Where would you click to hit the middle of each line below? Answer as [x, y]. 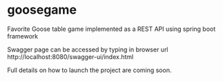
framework [23, 36]
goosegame [42, 10]
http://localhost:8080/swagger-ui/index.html [70, 56]
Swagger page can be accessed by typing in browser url [88, 49]
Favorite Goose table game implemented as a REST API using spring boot [111, 29]
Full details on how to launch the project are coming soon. [89, 70]
